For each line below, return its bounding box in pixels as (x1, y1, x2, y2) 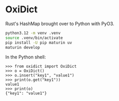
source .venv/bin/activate (5, 35, 63, 41)
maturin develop (5, 45, 40, 50)
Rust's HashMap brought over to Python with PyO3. (5, 21, 114, 27)
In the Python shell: (5, 54, 46, 60)
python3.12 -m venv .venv (5, 30, 61, 35)
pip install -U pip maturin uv (5, 40, 72, 45)
